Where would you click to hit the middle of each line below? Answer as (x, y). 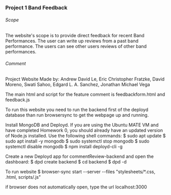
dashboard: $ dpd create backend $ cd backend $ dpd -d (66, 162)
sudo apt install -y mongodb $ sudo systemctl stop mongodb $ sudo (77, 141)
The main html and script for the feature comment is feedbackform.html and (85, 94)
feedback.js (18, 100)
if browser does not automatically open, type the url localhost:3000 (76, 187)
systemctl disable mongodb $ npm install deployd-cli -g (64, 147)
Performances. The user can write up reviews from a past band (72, 41)
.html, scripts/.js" (23, 177)
